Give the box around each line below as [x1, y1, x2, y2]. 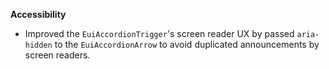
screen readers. [24, 49, 91, 61]
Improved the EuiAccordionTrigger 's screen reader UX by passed [24, 28, 295, 39]
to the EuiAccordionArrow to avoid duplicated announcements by [54, 39, 320, 50]
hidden [24, 40, 53, 50]
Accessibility [10, 9, 67, 20]
